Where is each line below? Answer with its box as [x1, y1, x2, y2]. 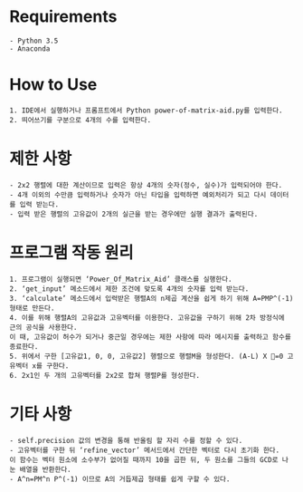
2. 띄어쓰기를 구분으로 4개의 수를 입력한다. [9, 115, 152, 124]
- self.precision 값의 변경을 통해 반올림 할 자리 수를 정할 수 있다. [9, 436, 243, 445]
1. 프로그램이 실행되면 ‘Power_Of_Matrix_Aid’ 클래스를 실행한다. [9, 275, 232, 284]
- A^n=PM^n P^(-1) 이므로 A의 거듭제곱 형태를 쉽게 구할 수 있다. [9, 474, 231, 484]
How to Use [9, 74, 98, 95]
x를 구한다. [31, 361, 70, 371]
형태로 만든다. [9, 304, 55, 313]
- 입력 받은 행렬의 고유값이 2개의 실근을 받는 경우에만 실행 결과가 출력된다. [9, 209, 259, 218]
